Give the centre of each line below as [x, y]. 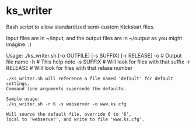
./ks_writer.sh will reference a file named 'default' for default [90, 79]
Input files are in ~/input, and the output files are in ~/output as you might [94, 38]
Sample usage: [23, 99]
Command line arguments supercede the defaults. [66, 88]
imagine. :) [19, 44]
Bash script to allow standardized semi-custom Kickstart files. [80, 27]
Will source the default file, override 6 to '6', [69, 114]
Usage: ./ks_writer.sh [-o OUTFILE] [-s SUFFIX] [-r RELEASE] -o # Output [94, 55]
